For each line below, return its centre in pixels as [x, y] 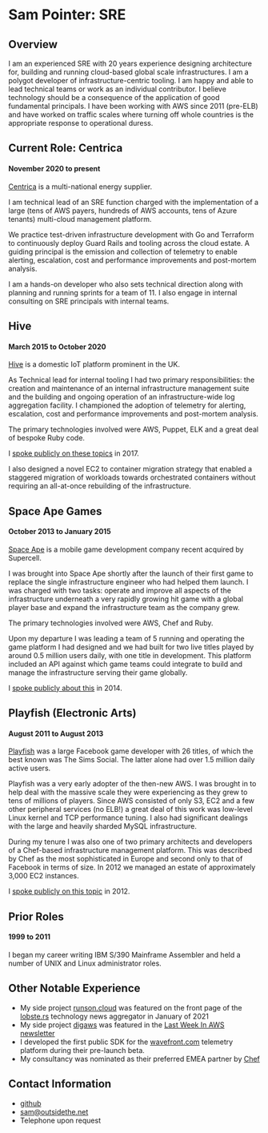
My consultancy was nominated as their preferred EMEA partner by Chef [140, 1059]
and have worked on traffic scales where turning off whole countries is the [131, 115]
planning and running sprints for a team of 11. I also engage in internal [123, 292]
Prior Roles [36, 916]
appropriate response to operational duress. [81, 123]
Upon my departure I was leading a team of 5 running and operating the [127, 638]
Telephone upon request [60, 1120]
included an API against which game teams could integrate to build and [125, 664]
